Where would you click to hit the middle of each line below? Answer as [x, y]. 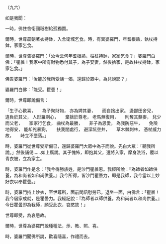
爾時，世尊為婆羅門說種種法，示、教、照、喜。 [53, 226]
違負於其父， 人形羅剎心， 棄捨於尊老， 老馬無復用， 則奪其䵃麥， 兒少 [83, 117]
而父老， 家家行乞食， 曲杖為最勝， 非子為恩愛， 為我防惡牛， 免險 [82, 123]
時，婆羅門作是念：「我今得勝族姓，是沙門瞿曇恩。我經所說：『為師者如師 [79, 169]
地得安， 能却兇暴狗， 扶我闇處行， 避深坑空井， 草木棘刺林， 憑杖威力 [83, 129]
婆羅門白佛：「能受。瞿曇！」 [35, 89]
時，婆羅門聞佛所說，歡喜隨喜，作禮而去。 [49, 236]
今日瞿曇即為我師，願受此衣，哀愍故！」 [46, 205]
